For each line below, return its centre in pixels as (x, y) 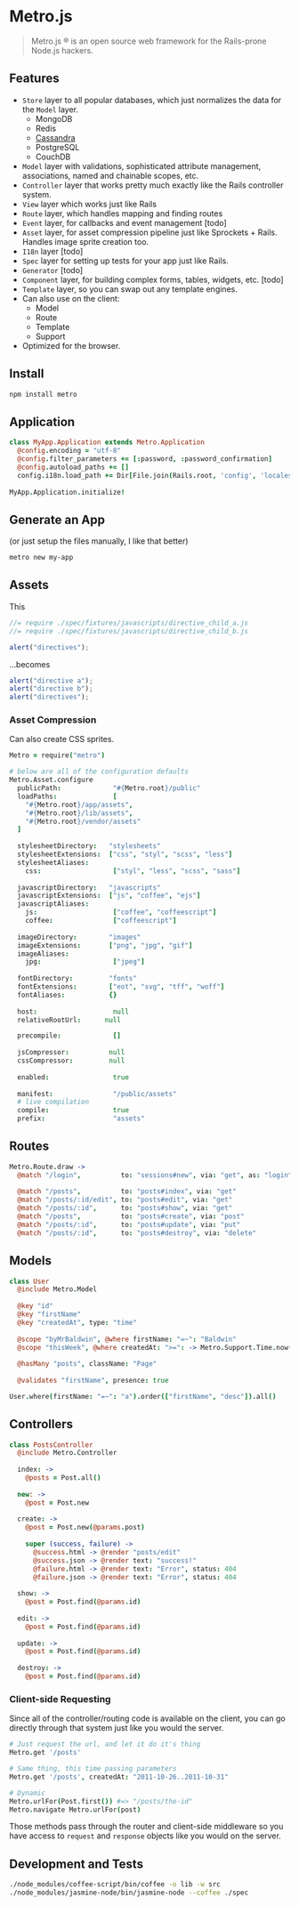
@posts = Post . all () (63, 1478)
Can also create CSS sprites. (61, 739)
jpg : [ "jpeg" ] (85, 962)
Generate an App (57, 519)
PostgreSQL (57, 147)
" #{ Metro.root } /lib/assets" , (79, 813)
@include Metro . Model (57, 1289)
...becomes (30, 664)
